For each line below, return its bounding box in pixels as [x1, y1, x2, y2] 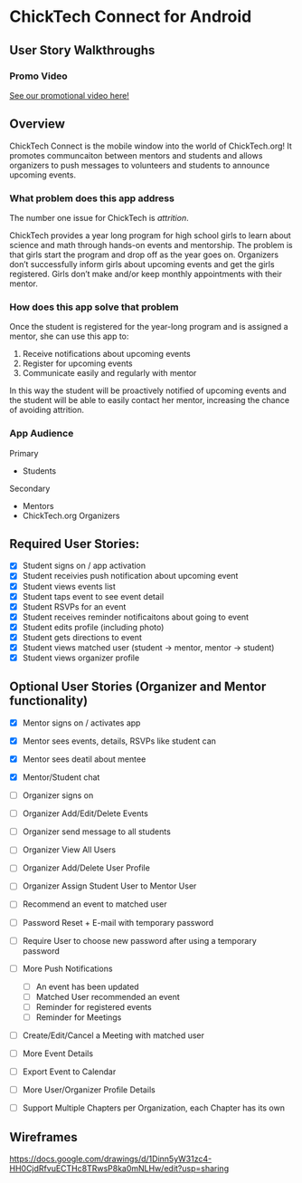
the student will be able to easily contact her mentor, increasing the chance [9, 395, 290, 406]
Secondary [9, 483, 51, 494]
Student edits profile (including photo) [22, 621, 165, 632]
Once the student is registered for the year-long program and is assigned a [9, 322, 288, 332]
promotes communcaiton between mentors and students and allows [9, 149, 263, 160]
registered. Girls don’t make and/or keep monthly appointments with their [9, 268, 282, 279]
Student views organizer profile [22, 652, 140, 663]
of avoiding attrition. [9, 405, 84, 416]
